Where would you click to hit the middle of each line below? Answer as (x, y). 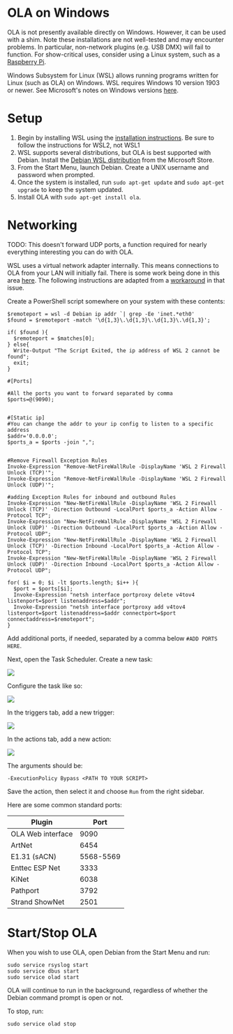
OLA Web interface (42, 834)
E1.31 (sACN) (34, 856)
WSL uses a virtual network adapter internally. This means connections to (113, 265)
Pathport (25, 890)
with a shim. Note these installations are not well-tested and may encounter (116, 39)
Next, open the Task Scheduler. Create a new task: (80, 659)
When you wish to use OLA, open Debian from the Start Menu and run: (109, 952)
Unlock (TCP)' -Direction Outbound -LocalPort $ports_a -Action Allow (112, 509)
